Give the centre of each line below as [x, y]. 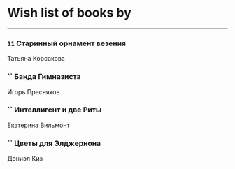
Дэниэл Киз [25, 159]
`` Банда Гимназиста [44, 77]
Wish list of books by [69, 13]
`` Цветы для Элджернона [54, 143]
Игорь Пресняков [34, 91]
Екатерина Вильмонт [38, 125]
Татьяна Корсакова [36, 59]
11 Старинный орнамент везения [67, 43]
